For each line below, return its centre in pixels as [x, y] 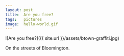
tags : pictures [24, 19]
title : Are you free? [29, 15]
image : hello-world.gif [32, 24]
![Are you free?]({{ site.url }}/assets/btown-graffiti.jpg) [63, 38]
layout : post [19, 10]
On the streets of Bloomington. [38, 48]
